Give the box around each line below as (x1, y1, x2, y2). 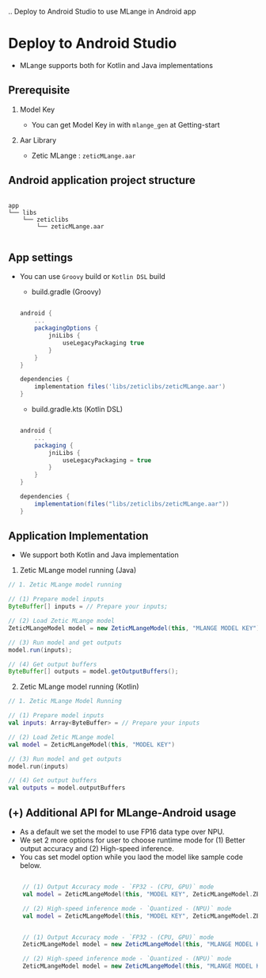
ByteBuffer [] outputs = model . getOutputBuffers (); (8, 667, 179, 676)
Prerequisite (8, 83, 70, 97)
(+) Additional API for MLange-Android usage (8, 806, 237, 819)
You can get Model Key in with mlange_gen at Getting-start (31, 120, 220, 129)
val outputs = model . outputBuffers (8, 784, 126, 792)
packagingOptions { (34, 324, 99, 332)
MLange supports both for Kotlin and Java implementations (19, 60, 214, 70)
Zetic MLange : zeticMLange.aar (31, 151, 136, 160)
